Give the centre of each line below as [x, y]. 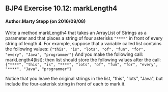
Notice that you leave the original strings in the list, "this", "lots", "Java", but [84, 78]
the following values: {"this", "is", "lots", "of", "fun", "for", [76, 49]
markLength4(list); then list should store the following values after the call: [83, 59]
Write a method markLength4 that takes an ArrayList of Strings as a [76, 33]
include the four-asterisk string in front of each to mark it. [65, 84]
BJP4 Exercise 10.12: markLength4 [61, 8]
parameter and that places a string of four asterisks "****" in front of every [84, 38]
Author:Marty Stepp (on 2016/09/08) [46, 21]
